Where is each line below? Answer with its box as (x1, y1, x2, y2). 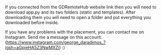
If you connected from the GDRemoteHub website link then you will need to (5, 4, 157, 10)
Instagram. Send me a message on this (5, 34, 83, 40)
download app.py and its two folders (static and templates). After (5, 9, 136, 15)
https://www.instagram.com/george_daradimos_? (6, 39, 106, 45)
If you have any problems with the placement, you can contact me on (5, 29, 144, 35)
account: (84, 34, 102, 40)
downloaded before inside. (5, 19, 59, 25)
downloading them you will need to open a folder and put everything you (5, 15, 151, 20)
